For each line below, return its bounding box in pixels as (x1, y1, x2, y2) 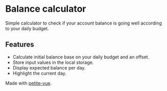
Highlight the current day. (12, 70, 66, 76)
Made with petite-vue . (5, 80, 52, 86)
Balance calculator (5, 3, 86, 15)
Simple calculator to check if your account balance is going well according (5, 20, 162, 26)
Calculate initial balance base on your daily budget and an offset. (12, 54, 150, 60)
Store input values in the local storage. (12, 59, 94, 65)
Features (5, 40, 34, 49)
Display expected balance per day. (12, 64, 86, 71)
